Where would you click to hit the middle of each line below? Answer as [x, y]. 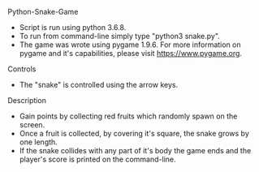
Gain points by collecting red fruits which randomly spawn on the [128, 116]
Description [27, 100]
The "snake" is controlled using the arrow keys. [99, 85]
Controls [22, 69]
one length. [38, 142]
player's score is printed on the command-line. [97, 159]
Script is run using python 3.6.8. [73, 27]
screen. [32, 125]
